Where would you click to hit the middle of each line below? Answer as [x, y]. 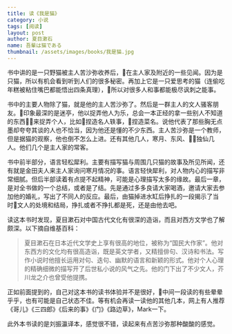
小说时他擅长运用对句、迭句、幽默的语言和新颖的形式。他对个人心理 [127, 260]
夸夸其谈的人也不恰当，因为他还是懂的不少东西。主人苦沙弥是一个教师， [122, 130]
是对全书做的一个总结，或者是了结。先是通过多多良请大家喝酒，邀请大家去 [113, 187]
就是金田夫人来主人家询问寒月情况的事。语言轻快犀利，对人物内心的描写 [116, 170]
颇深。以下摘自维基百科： [43, 228]
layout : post [26, 33]
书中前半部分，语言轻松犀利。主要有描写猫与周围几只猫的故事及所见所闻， [113, 162]
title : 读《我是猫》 [33, 13]
